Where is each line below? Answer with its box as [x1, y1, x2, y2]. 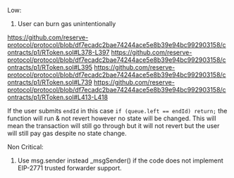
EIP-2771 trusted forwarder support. [17, 164, 122, 172]
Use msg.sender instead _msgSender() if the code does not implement [17, 156, 223, 165]
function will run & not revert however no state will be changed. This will [7, 114, 216, 122]
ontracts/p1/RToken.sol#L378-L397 [7, 49, 110, 56]
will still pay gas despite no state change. [7, 129, 127, 137]
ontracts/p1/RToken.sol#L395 [7, 63, 93, 71]
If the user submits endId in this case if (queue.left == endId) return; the [7, 107, 228, 115]
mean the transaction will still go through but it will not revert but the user [7, 122, 220, 129]
